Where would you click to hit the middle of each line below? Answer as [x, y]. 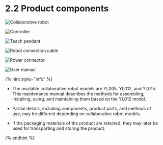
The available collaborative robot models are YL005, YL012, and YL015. [84, 88]
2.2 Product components [57, 9]
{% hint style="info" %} [29, 79]
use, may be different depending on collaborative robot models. [77, 114]
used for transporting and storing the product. [59, 128]
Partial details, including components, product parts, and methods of [81, 108]
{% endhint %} [20, 138]
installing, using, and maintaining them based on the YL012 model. [79, 99]
